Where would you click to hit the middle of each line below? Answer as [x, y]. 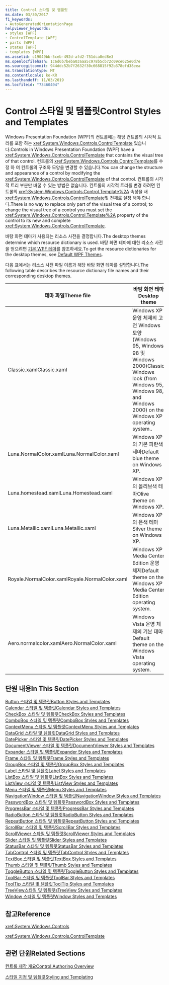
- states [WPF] [21, 47]
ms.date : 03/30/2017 [27, 15]
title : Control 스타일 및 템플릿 [36, 10]
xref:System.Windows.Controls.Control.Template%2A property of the [77, 215]
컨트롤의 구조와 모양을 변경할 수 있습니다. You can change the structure [92, 167]
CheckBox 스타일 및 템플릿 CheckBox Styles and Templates [65, 714]
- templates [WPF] [24, 52]
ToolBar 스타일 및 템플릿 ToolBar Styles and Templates [60, 878]
